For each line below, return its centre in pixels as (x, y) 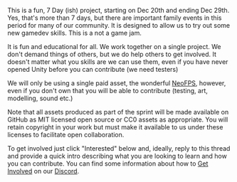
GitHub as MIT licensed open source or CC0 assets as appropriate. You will (118, 119)
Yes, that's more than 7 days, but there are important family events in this (115, 18)
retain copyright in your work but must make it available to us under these (115, 127)
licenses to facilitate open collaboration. (66, 135)
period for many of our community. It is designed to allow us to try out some (118, 25)
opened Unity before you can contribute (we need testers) (93, 69)
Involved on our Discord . (43, 171)
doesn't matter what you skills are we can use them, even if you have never (118, 62)
